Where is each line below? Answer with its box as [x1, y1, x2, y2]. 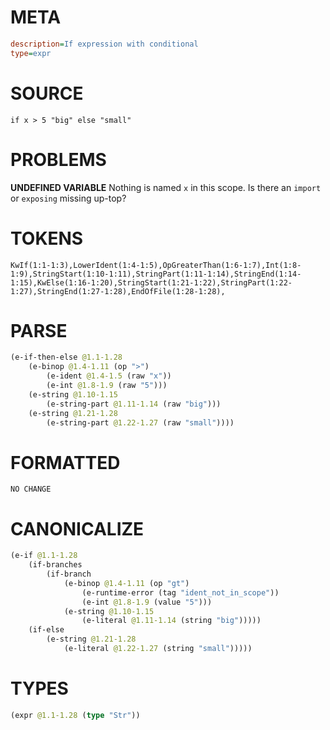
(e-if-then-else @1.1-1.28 [10, 352, 123, 363]
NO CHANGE [10, 484, 52, 495]
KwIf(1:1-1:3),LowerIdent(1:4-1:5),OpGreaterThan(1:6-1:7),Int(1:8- [10, 260, 302, 270]
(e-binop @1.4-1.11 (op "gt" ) [63, 578, 190, 588]
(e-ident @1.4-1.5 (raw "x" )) [46, 371, 172, 381]
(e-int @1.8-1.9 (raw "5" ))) [46, 381, 168, 391]
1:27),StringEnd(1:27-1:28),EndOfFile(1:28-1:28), [10, 286, 226, 296]
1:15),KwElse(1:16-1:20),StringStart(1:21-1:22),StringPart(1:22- [10, 277, 293, 288]
